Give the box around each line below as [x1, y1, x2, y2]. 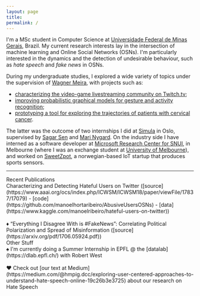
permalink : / [6, 20, 39, 26]
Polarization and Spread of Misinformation [6, 226, 110, 234]
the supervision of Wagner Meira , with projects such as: [6, 79, 143, 86]
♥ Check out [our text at [6, 264, 67, 272]
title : [6, 14, 23, 20]
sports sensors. [6, 159, 45, 166]
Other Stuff [6, 239, 34, 247]
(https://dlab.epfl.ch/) [6, 252, 59, 259]
